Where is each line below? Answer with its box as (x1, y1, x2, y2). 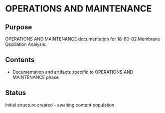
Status (5, 89, 26, 97)
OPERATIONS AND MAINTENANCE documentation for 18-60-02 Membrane (5, 36, 161, 42)
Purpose (5, 23, 32, 31)
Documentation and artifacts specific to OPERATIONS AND (12, 69, 134, 75)
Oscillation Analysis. (5, 41, 47, 47)
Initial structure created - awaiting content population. (5, 102, 116, 108)
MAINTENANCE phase (12, 74, 59, 80)
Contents (5, 56, 35, 64)
